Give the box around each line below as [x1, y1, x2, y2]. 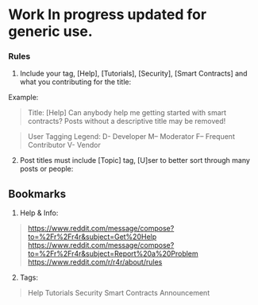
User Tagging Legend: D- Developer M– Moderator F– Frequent [27, 132, 236, 141]
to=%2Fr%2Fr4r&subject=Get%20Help [27, 232, 157, 241]
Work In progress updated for [8, 6, 207, 24]
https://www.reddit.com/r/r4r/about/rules [27, 257, 163, 267]
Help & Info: [19, 208, 59, 218]
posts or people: [19, 164, 74, 174]
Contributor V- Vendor [27, 141, 101, 150]
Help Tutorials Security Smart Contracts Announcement [27, 288, 210, 298]
